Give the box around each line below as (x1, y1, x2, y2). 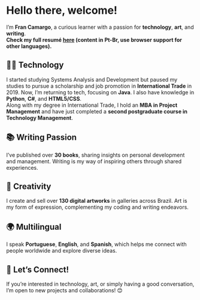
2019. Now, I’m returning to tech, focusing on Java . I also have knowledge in (6, 88, 195, 96)
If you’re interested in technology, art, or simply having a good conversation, (6, 280, 195, 287)
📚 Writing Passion (6, 133, 77, 143)
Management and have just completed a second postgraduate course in (6, 107, 187, 115)
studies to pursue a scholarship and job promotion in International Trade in (6, 82, 192, 89)
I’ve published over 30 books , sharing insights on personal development (6, 151, 185, 158)
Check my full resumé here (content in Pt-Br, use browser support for (6, 36, 183, 43)
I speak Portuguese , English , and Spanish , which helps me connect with (6, 241, 187, 248)
